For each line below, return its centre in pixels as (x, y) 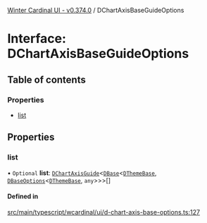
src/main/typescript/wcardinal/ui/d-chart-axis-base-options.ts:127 (104, 212)
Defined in (23, 196)
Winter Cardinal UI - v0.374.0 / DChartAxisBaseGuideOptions (96, 10)
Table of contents (46, 79)
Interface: (37, 39)
